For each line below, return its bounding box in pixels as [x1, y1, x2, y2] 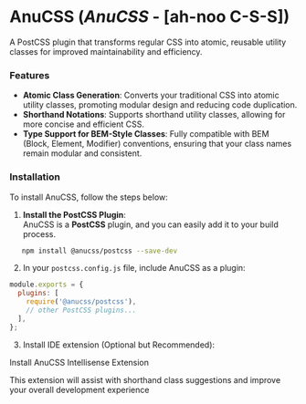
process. [22, 228, 57, 239]
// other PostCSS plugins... [26, 306, 137, 316]
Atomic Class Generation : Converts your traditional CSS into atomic [22, 89, 280, 101]
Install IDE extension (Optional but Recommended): [22, 339, 216, 350]
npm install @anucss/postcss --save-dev [21, 246, 178, 255]
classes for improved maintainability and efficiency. [9, 46, 203, 57]
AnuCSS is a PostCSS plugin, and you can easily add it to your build [22, 219, 279, 230]
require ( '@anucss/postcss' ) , [26, 297, 137, 306]
